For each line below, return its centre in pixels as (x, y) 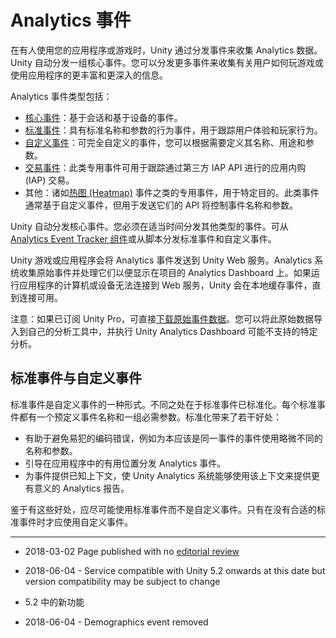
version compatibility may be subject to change (122, 581)
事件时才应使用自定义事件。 (75, 522)
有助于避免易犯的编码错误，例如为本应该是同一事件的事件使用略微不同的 (173, 438)
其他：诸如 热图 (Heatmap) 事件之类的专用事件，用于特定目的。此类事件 (172, 192)
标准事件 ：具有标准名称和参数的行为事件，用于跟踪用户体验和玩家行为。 (173, 130)
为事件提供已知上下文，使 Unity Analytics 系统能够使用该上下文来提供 (168, 475)
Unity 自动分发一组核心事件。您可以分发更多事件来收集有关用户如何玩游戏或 (167, 62)
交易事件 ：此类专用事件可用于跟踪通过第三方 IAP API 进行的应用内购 (165, 167)
